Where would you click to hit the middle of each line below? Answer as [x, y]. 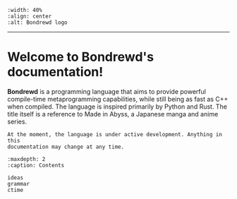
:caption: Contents [36, 165]
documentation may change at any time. [66, 147]
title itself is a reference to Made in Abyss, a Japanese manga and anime [113, 114]
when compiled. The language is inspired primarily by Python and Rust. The [117, 107]
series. [17, 121]
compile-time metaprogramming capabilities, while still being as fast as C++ [118, 99]
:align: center [30, 16]
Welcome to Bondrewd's [81, 57]
